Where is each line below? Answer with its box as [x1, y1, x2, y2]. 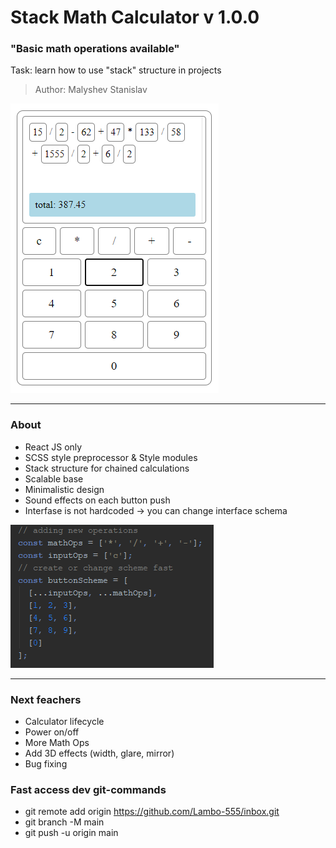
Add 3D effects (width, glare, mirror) [24, 747, 175, 760]
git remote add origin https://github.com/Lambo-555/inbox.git [24, 806, 280, 818]
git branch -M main [24, 816, 105, 828]
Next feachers [10, 692, 82, 706]
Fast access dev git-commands [10, 783, 167, 796]
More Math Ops [24, 737, 90, 749]
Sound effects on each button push [24, 494, 171, 506]
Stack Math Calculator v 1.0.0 [10, 6, 260, 29]
